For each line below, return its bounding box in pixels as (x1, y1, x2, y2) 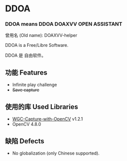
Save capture (12, 87, 39, 93)
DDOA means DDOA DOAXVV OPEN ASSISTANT (5, 21, 123, 28)
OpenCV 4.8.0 (12, 121, 41, 127)
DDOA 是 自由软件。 (5, 52, 46, 58)
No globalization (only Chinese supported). (12, 150, 100, 156)
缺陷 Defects (5, 137, 44, 145)
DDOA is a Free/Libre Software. (5, 42, 69, 48)
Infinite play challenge (12, 82, 58, 88)
